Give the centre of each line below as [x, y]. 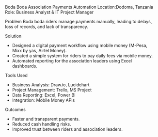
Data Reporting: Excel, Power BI [44, 95]
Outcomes [15, 109]
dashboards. [24, 66]
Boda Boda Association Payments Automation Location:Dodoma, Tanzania [79, 7]
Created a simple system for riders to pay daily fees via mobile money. [82, 56]
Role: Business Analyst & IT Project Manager [49, 12]
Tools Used [16, 75]
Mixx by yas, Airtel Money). [39, 51]
